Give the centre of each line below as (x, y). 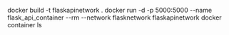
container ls (25, 25)
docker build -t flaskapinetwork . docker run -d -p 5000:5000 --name (110, 10)
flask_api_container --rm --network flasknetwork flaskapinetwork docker (115, 17)
